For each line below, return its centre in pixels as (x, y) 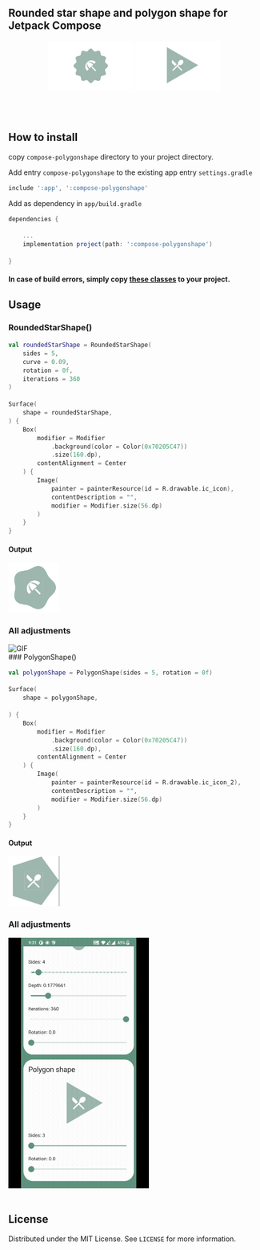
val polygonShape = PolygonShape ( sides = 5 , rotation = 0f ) (111, 673)
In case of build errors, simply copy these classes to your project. (119, 279)
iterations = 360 (52, 379)
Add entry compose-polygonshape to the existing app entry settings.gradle (130, 172)
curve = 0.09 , (46, 362)
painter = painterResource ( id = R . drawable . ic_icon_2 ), (146, 783)
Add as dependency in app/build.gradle (75, 203)
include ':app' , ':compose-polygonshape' (78, 188)
